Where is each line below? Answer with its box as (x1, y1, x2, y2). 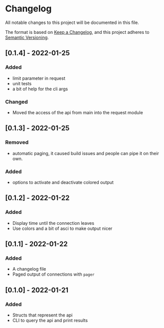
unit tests (12, 80, 32, 86)
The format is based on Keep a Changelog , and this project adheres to (5, 29, 150, 35)
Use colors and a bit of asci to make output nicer (12, 225, 113, 231)
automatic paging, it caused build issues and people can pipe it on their (12, 150, 160, 156)
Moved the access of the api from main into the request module (12, 109, 143, 115)
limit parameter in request (12, 75, 66, 81)
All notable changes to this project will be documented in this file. (5, 19, 140, 25)
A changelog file (12, 266, 46, 272)
